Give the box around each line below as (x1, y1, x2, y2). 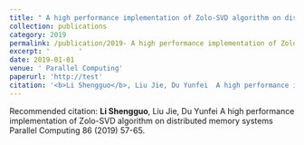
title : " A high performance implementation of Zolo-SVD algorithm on (9, 13, 281, 23)
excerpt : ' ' (9, 47, 83, 56)
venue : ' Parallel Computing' (9, 64, 124, 73)
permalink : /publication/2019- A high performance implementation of (9, 38, 278, 48)
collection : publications (9, 22, 107, 31)
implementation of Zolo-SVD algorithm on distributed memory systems (9, 115, 273, 126)
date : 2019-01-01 (9, 55, 75, 64)
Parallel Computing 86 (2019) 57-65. (9, 124, 146, 136)
